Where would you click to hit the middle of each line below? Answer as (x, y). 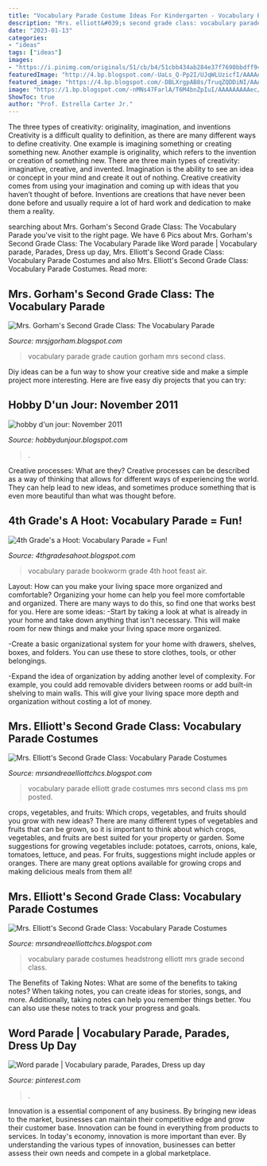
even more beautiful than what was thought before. (92, 496)
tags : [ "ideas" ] (35, 52)
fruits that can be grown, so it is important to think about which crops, (122, 829)
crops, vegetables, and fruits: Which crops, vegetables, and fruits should (127, 812)
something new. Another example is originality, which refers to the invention (132, 153)
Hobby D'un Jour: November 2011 (93, 405)
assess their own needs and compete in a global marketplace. (110, 1153)
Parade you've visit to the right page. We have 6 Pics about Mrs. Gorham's (130, 235)
